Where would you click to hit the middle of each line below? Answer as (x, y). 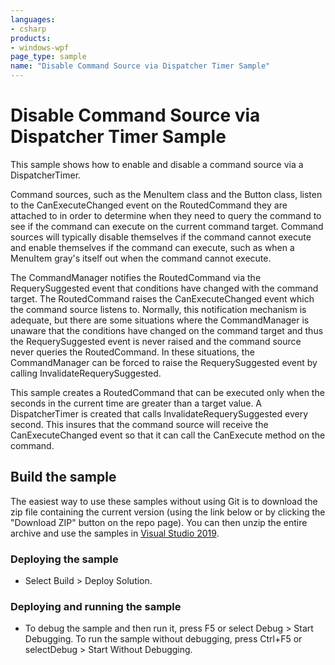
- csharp (28, 29)
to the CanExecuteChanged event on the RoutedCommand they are (149, 205)
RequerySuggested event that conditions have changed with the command (164, 288)
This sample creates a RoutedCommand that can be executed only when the (167, 392)
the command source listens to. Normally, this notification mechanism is (158, 309)
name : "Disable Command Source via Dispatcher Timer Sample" (140, 66)
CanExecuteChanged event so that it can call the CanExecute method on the (168, 435)
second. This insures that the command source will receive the (139, 424)
